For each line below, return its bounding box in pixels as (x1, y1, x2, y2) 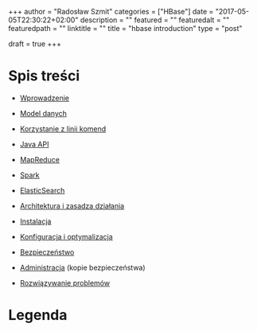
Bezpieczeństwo (19, 247, 75, 257)
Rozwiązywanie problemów (19, 278, 110, 287)
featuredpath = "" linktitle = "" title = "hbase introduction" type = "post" (8, 24, 243, 33)
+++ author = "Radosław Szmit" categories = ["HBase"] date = (8, 7, 214, 16)
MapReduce (19, 154, 60, 164)
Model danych (19, 108, 68, 118)
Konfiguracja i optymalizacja (19, 232, 113, 241)
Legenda (8, 306, 68, 325)
